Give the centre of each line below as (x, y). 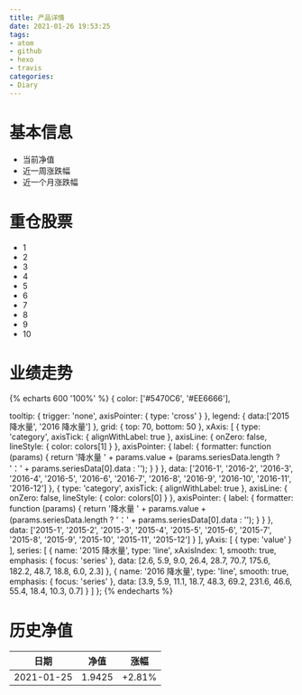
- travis (26, 69)
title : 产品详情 (37, 18)
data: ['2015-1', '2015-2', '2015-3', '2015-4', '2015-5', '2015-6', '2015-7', (141, 531)
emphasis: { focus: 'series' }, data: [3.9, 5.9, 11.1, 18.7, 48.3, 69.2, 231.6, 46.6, (151, 582)
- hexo (22, 60)
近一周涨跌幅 (46, 170)
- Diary (24, 85)
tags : (19, 34)
